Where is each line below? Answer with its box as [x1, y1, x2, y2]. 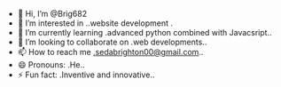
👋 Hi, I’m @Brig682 [17, 9, 87, 19]
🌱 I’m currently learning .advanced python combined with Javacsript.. [17, 28, 272, 37]
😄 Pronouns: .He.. [17, 59, 85, 70]
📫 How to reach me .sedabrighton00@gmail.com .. [17, 47, 204, 57]
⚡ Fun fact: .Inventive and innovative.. [17, 69, 155, 80]
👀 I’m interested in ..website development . [17, 18, 173, 28]
